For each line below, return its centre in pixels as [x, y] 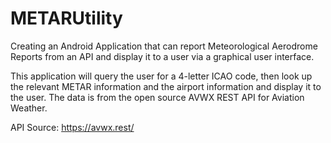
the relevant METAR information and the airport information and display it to [166, 86]
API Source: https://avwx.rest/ [72, 127]
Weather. [29, 108]
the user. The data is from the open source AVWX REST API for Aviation [157, 97]
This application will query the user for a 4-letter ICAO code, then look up [161, 76]
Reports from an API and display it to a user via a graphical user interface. [162, 56]
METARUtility [66, 18]
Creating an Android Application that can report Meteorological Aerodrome [164, 46]
